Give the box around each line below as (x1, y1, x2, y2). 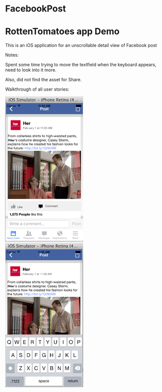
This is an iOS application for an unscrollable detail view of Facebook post (5, 42, 157, 48)
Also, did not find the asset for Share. (5, 77, 82, 83)
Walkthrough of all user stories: (5, 86, 70, 92)
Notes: (5, 52, 19, 58)
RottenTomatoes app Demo (5, 26, 120, 37)
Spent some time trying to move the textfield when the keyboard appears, (5, 62, 157, 68)
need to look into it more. (5, 67, 56, 73)
